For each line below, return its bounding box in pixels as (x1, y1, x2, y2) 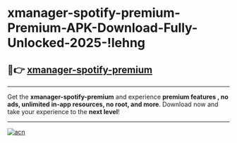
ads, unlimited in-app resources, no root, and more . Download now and (7, 100, 219, 108)
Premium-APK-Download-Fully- (7, 20, 198, 36)
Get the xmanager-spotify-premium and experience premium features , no (7, 93, 229, 101)
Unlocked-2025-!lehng (7, 35, 146, 51)
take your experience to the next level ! (7, 108, 120, 116)
